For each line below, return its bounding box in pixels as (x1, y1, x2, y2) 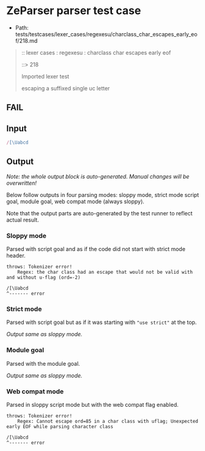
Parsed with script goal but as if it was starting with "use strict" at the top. (6, 318, 197, 326)
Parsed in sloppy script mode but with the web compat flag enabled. (6, 401, 179, 409)
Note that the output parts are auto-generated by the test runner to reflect (6, 209, 193, 217)
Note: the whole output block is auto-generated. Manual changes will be (6, 172, 190, 180)
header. (6, 252, 26, 260)
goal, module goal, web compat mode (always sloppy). (6, 198, 145, 205)
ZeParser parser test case (6, 4, 141, 18)
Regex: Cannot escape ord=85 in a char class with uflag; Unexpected (17, 418, 199, 425)
